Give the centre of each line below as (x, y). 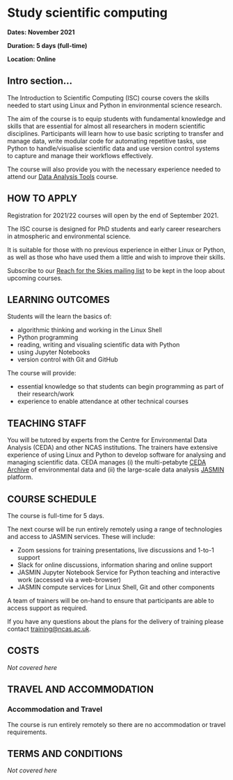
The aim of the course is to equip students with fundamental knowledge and (116, 118)
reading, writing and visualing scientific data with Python (98, 345)
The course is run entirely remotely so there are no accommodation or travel (116, 724)
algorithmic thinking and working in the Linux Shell (89, 330)
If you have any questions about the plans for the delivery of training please (115, 622)
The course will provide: (42, 373)
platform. (20, 477)
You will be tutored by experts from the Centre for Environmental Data (107, 440)
